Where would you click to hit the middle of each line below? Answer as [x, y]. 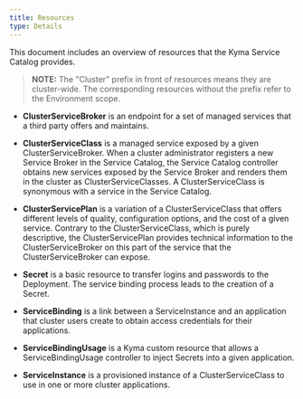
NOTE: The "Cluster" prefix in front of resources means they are [151, 79]
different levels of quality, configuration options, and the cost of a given [156, 218]
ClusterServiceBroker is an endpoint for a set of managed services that [157, 116]
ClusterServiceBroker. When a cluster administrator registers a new [148, 152]
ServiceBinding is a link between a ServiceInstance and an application [154, 311]
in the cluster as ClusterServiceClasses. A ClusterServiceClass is [143, 181]
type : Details [36, 26]
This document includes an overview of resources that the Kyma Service [145, 52]
